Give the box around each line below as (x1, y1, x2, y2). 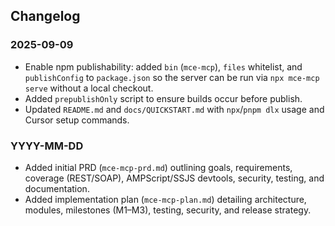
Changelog (10, 8, 81, 25)
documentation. (24, 182, 90, 194)
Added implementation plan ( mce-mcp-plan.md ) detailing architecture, (24, 193, 307, 205)
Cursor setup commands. (24, 114, 130, 126)
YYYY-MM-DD (10, 139, 84, 153)
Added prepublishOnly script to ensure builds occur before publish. (24, 92, 303, 104)
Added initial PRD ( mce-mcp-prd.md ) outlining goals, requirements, (24, 161, 293, 173)
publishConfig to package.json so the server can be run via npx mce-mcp (24, 71, 320, 83)
